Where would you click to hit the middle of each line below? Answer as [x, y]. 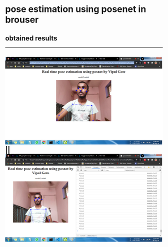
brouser [22, 20]
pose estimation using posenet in [76, 9]
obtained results [31, 38]
